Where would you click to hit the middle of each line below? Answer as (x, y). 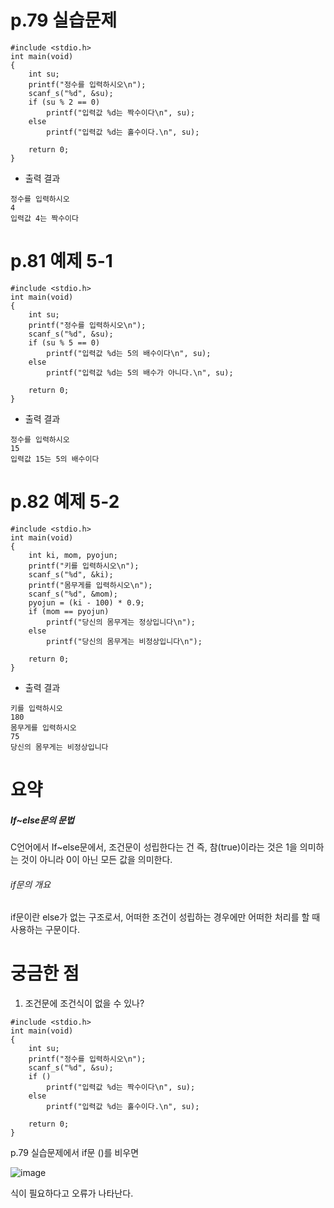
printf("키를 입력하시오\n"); (84, 566)
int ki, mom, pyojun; (73, 555)
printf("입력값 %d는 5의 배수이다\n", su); (129, 353)
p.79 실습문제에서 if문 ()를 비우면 (75, 1153)
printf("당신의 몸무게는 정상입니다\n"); (121, 622)
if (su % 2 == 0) (64, 102)
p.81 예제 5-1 (61, 261)
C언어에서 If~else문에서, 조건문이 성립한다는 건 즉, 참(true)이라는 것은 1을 (154, 847)
